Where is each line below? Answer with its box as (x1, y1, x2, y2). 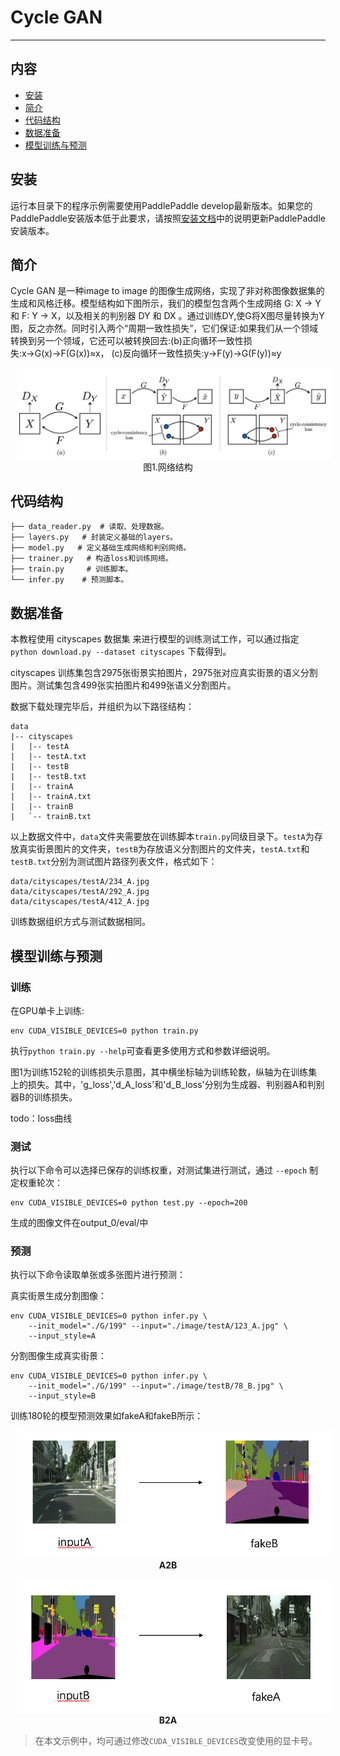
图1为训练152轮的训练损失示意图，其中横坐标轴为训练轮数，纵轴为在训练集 (10, 1066, 318, 1078)
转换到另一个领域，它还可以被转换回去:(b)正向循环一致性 (10, 335, 244, 347)
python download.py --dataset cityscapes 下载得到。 (10, 646, 232, 658)
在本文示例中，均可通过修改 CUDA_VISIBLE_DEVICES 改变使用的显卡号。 (34, 1734, 318, 1746)
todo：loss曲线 (10, 1112, 73, 1124)
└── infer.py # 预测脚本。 (10, 575, 129, 585)
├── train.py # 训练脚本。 (10, 564, 133, 575)
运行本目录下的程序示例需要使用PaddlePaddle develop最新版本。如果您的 (10, 199, 313, 211)
